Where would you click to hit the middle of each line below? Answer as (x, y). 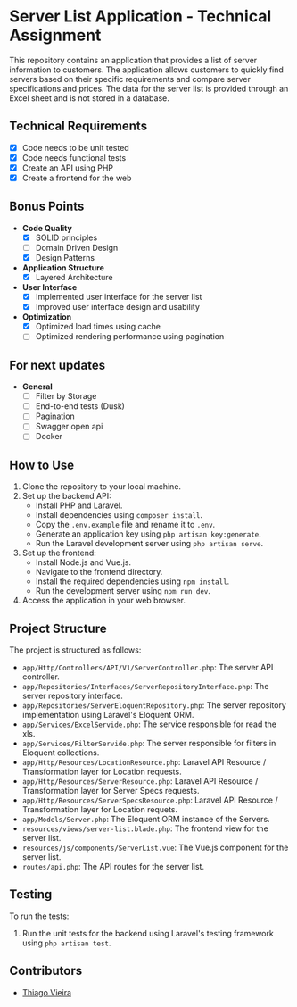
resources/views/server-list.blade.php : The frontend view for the (145, 828)
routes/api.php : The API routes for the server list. (113, 867)
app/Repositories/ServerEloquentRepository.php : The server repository (154, 705)
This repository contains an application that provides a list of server (133, 60)
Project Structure (58, 628)
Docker (49, 437)
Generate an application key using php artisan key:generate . (148, 534)
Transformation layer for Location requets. (100, 810)
